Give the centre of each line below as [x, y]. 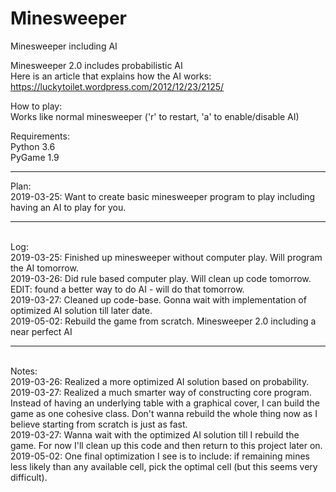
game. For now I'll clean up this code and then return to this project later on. [166, 445]
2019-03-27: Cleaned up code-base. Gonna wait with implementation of [158, 299]
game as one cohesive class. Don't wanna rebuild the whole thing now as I [164, 413]
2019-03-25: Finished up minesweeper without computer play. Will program [166, 257]
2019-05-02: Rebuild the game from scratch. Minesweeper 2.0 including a [163, 321]
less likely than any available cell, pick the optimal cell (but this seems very [164, 466]
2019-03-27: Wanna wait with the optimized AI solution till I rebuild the [155, 434]
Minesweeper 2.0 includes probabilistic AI [96, 65]
